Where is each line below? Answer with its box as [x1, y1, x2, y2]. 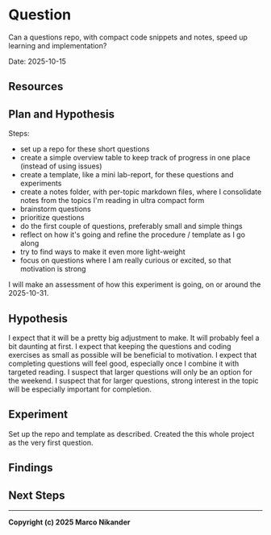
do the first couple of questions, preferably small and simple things [19, 222, 244, 231]
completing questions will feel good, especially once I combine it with [8, 359, 240, 368]
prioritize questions [19, 213, 85, 222]
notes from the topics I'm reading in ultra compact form [19, 196, 205, 205]
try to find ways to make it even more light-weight [19, 247, 186, 257]
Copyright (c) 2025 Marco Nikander [8, 517, 131, 527]
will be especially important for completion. [8, 384, 152, 394]
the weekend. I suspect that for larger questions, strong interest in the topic [8, 375, 260, 385]
